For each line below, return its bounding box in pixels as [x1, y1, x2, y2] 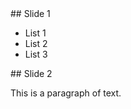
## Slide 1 [10, 8, 51, 19]
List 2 [24, 38, 48, 49]
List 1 [24, 27, 47, 39]
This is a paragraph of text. [10, 87, 122, 99]
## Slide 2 [10, 68, 53, 79]
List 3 [24, 48, 48, 60]
